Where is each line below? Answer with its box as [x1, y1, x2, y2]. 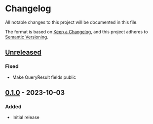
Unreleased [5, 48, 42, 57]
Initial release [12, 114, 39, 121]
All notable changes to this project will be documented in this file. [5, 19, 138, 25]
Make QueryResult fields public [12, 74, 76, 80]
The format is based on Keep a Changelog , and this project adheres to [5, 29, 148, 34]
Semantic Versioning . [5, 34, 48, 40]
